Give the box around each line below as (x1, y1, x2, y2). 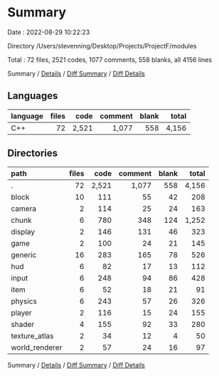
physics (11, 296, 37, 306)
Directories (7, 147, 58, 160)
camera (11, 204, 37, 214)
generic (11, 250, 37, 260)
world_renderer (11, 343, 63, 352)
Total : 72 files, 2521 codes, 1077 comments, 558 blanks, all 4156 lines (7, 55, 212, 64)
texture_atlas (11, 330, 54, 340)
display (11, 226, 36, 236)
